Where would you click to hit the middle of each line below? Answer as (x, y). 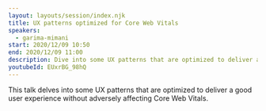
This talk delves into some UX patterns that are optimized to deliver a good (130, 90)
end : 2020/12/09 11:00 (46, 52)
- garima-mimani (42, 38)
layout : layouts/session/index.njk (67, 15)
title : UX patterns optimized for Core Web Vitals (93, 23)
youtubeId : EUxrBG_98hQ (47, 67)
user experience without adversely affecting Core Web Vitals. (108, 98)
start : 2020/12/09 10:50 (49, 45)
